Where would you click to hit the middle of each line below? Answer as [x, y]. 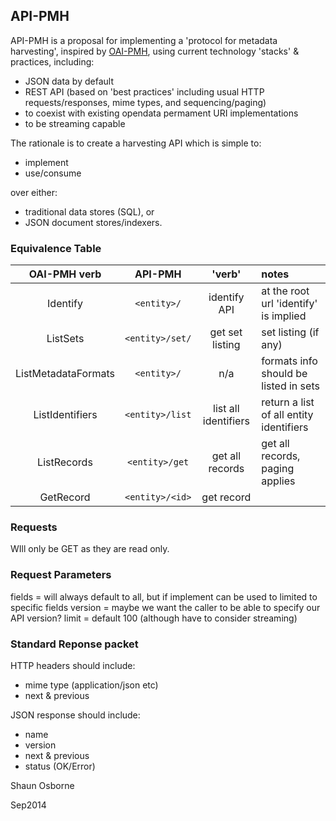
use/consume [53, 173]
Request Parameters [61, 575]
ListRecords [65, 462]
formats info [289, 361]
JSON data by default [69, 81]
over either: [34, 192]
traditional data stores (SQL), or [89, 211]
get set [226, 332]
